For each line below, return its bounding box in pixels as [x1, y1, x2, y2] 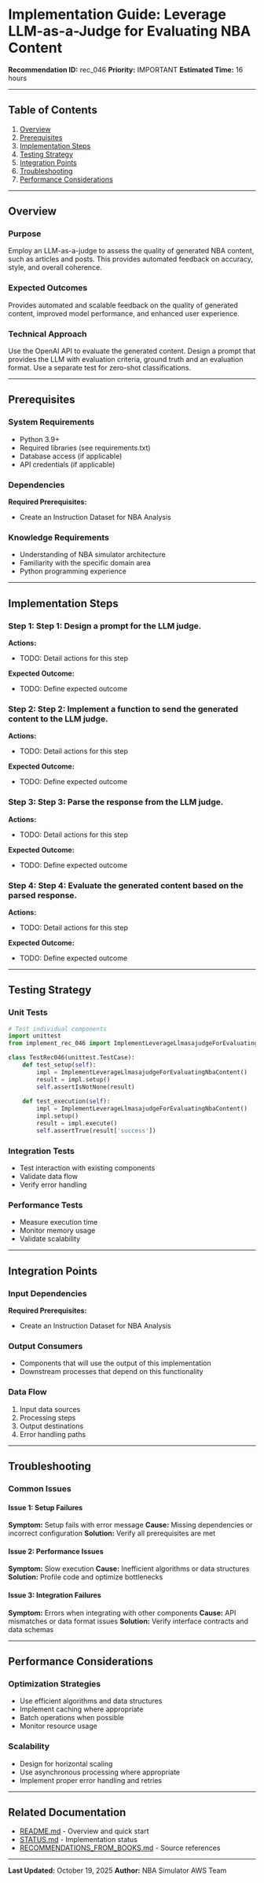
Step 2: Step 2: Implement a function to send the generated [8, 703, 239, 714]
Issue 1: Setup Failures [8, 1502, 83, 1512]
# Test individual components [8, 1025, 108, 1033]
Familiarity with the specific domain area [19, 558, 151, 568]
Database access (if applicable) [19, 451, 123, 461]
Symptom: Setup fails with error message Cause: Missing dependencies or [8, 1520, 253, 1530]
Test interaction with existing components [19, 1163, 156, 1173]
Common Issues [8, 1483, 72, 1494]
